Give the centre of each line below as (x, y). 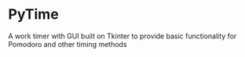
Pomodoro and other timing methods (68, 44)
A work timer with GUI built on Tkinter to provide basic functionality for (122, 36)
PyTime (33, 14)
